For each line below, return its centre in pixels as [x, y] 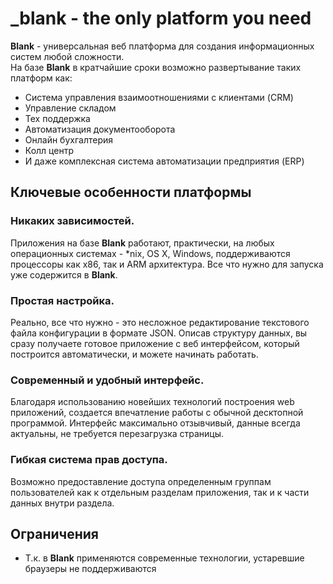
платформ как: [41, 78]
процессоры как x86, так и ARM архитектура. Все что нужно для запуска [167, 264]
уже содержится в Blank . [64, 274]
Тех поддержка [57, 118]
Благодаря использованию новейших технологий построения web [152, 402]
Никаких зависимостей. [72, 221]
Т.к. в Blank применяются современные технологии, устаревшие [164, 558]
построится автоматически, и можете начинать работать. [134, 354]
